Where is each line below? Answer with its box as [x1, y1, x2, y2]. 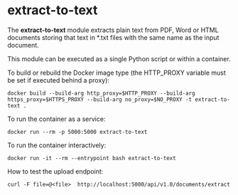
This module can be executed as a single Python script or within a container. [7, 54, 231, 63]
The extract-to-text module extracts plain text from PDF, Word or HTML [7, 26, 219, 34]
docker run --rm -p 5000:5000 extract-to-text [7, 128, 148, 135]
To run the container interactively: [7, 141, 107, 149]
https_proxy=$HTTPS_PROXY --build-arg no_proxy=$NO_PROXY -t [7, 95, 193, 103]
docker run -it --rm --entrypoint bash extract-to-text [7, 154, 176, 162]
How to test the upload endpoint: [7, 167, 104, 176]
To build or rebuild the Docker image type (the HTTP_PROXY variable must [7, 68, 226, 77]
